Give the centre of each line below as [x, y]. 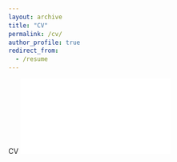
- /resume [32, 59]
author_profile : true [44, 43]
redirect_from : [34, 51]
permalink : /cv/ [35, 34]
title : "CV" [28, 25]
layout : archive [35, 17]
